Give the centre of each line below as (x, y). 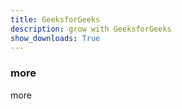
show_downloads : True (55, 38)
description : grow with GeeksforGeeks (91, 29)
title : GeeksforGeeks (55, 19)
